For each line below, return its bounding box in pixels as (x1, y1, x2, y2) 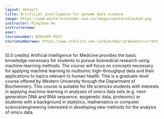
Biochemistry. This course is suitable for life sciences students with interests (5, 83, 159, 89)
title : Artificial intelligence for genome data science (5, 12, 123, 17)
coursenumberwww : (5, 39, 41, 44)
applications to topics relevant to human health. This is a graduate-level (5, 73, 149, 79)
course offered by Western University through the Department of (5, 78, 136, 84)
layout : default (5, 7, 38, 12)
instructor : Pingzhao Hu (5, 20, 56, 26)
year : (5, 30, 16, 35)
